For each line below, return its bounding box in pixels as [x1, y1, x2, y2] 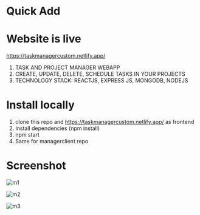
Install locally [6, 98, 75, 112]
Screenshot [6, 159, 66, 172]
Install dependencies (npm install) [15, 125, 100, 132]
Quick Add [6, 4, 61, 18]
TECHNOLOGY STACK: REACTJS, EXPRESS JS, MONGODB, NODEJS [15, 77, 188, 84]
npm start [15, 131, 40, 138]
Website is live [6, 32, 81, 46]
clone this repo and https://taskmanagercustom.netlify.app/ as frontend [15, 118, 195, 126]
